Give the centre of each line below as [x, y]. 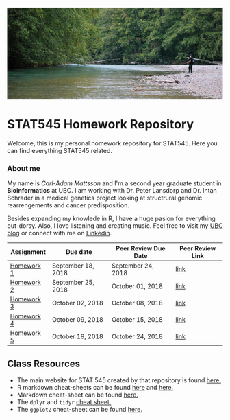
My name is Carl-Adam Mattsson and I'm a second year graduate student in [114, 183]
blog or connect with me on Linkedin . [60, 233]
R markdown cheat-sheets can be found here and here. [95, 388]
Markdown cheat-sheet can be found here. [78, 395]
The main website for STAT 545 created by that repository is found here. [119, 380]
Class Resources [44, 363]
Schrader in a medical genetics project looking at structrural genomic [105, 198]
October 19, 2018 [78, 336]
